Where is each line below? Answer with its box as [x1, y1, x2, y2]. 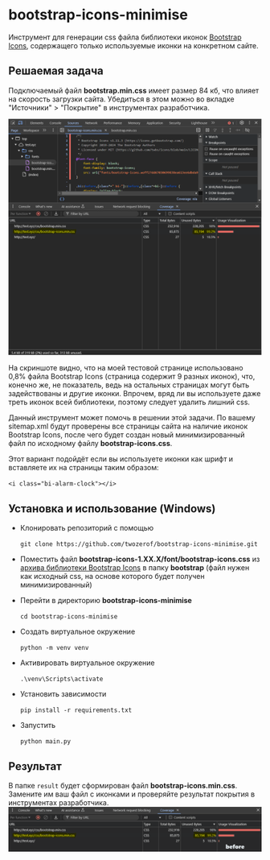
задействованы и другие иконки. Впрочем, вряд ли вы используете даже [8, 389, 261, 399]
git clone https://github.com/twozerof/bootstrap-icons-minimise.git [19, 540, 259, 548]
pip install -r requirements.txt [19, 706, 133, 714]
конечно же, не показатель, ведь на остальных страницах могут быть [8, 380, 250, 390]
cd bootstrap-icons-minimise [19, 613, 118, 621]
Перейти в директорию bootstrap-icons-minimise [19, 596, 193, 606]
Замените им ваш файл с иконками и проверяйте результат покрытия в [8, 789, 256, 799]
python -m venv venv [19, 644, 89, 652]
